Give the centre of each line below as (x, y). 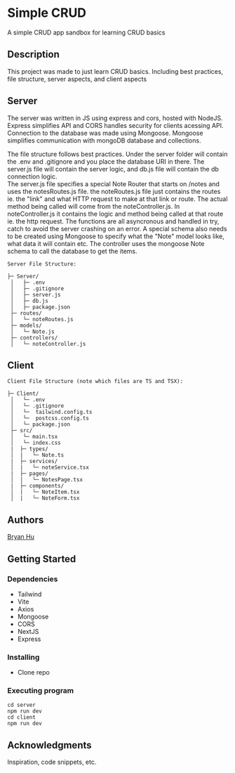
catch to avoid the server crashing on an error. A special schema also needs (117, 228)
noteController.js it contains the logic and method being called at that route (115, 214)
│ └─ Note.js (32, 332)
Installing (23, 657)
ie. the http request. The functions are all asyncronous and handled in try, (113, 221)
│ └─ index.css (35, 443)
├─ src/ (21, 431)
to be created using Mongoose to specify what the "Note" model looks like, (116, 236)
